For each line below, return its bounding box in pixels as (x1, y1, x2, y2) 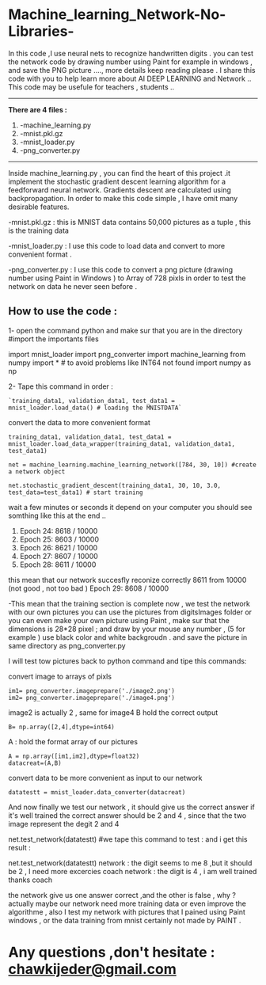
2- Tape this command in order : (8, 382, 113, 391)
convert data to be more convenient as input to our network (8, 773, 203, 782)
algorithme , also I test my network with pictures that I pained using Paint (8, 907, 245, 916)
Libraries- (8, 22, 74, 40)
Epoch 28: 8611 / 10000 (19, 560, 97, 569)
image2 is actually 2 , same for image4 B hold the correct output (8, 707, 218, 717)
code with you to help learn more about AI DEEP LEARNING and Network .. (8, 74, 252, 83)
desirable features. (8, 202, 70, 211)
